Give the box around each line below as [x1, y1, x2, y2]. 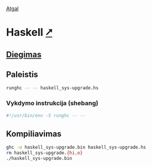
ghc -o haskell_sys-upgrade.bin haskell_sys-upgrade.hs [6, 145, 146, 150]
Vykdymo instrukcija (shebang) [6, 99, 98, 107]
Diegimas [6, 50, 42, 60]
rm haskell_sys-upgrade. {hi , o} [6, 150, 83, 156]
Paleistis [6, 69, 38, 79]
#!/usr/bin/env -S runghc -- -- [6, 112, 85, 119]
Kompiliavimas [6, 129, 62, 139]
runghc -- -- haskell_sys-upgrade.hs [6, 85, 99, 91]
